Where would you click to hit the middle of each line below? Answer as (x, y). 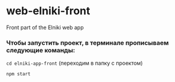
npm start (19, 74)
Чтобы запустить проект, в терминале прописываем (87, 43)
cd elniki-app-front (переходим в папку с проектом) (75, 63)
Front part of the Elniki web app (45, 27)
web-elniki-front (48, 11)
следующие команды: (41, 50)
